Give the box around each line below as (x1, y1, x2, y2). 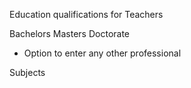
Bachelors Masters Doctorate (9, 28, 131, 39)
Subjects (9, 67, 46, 78)
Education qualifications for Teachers (9, 9, 164, 20)
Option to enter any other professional (23, 47, 182, 59)
